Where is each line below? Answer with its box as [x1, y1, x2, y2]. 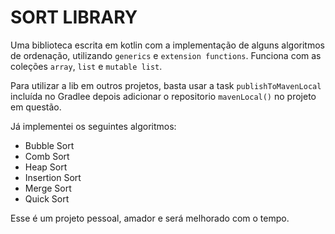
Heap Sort [24, 161, 68, 173]
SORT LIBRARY [10, 6, 138, 29]
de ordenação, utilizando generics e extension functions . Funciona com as [10, 49, 322, 61]
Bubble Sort [24, 139, 75, 151]
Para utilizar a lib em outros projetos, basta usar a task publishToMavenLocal [10, 79, 322, 91]
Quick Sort [24, 192, 70, 205]
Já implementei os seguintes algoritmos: [10, 120, 177, 132]
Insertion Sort [24, 171, 82, 183]
